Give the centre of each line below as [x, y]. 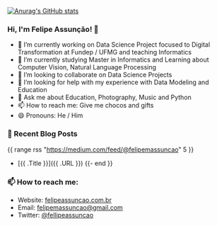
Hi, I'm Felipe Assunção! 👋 [53, 29]
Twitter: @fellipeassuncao [55, 215]
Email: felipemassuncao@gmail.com [70, 207]
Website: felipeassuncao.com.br [64, 200]
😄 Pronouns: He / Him [50, 115]
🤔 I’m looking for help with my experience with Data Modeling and [113, 82]
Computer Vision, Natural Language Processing [87, 67]
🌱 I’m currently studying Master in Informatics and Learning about [113, 60]
